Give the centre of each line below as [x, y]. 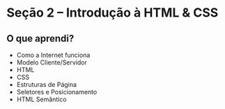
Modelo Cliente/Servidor [52, 62]
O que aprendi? [40, 39]
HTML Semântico [41, 99]
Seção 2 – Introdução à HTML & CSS [113, 13]
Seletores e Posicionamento [57, 92]
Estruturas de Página [47, 84]
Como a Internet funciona [53, 55]
